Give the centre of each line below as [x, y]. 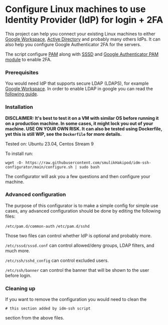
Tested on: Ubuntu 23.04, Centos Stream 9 [49, 143]
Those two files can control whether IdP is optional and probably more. [78, 235]
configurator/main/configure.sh [39, 167]
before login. [18, 275]
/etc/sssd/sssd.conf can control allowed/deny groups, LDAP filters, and [80, 245]
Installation [19, 107]
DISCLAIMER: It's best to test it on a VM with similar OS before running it [82, 118]
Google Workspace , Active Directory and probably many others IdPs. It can [83, 39]
